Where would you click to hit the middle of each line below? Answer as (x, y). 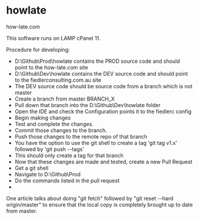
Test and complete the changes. (54, 124)
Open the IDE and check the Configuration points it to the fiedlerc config (103, 111)
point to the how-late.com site (51, 67)
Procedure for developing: (38, 49)
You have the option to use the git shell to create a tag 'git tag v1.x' (96, 143)
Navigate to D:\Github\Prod (48, 174)
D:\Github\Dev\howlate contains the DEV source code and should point (101, 73)
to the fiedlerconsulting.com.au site (58, 80)
